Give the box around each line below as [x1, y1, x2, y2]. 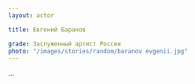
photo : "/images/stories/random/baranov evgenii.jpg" [8, 47, 189, 55]
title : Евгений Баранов [8, 25, 86, 34]
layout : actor [8, 11, 55, 20]
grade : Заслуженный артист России [8, 40, 122, 48]
